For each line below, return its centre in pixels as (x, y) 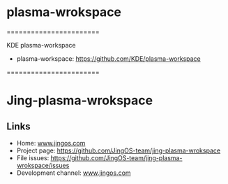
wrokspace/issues (43, 165)
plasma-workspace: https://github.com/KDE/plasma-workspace (109, 58)
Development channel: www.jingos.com (74, 173)
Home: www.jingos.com (51, 143)
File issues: (33, 157)
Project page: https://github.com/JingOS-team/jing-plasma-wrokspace (119, 150)
